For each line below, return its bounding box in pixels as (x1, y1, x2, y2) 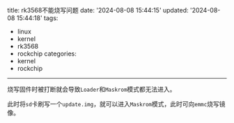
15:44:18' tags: (16, 14, 58, 22)
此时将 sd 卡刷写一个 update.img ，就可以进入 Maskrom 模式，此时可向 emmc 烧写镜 (7, 100, 226, 108)
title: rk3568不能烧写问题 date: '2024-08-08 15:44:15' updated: (7, 6, 189, 14)
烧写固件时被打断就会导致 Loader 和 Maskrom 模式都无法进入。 (7, 85, 176, 93)
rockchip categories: (17, 49, 77, 58)
